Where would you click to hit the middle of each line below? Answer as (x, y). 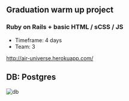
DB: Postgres (31, 77)
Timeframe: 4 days (38, 40)
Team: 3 (25, 46)
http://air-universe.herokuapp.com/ (50, 58)
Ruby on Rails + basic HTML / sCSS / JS (65, 27)
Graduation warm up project (60, 10)
